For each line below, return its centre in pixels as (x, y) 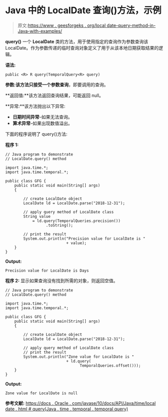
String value (37, 216)
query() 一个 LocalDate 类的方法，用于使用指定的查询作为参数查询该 (77, 42)
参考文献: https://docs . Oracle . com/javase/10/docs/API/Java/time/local (80, 403)
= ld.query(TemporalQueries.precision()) (76, 221)
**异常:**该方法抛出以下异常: (35, 106)
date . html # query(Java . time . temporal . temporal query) (67, 409)
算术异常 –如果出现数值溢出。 (42, 123)
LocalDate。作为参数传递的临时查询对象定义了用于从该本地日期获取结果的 (82, 48)
